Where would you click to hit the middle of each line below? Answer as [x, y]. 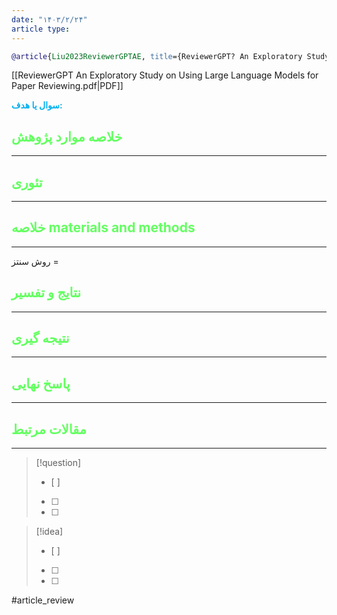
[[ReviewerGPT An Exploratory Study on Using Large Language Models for [165, 75]
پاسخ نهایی [41, 383]
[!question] [58, 463]
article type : [41, 29]
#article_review [43, 600]
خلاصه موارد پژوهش [67, 136]
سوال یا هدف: [37, 105]
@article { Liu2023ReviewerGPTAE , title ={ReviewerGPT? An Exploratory [157, 56]
